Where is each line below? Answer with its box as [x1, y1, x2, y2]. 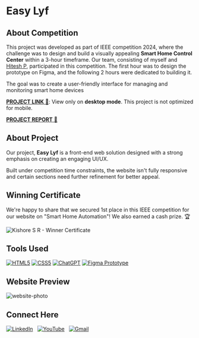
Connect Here [6, 309, 59, 320]
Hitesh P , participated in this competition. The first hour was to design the [6, 62, 187, 70]
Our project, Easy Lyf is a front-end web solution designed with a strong [6, 149, 183, 156]
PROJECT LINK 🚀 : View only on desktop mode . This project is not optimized [6, 98, 194, 105]
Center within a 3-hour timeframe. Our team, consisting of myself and [6, 56, 178, 63]
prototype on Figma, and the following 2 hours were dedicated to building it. [6, 69, 192, 75]
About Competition [6, 28, 78, 38]
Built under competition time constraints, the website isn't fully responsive [6, 166, 188, 173]
